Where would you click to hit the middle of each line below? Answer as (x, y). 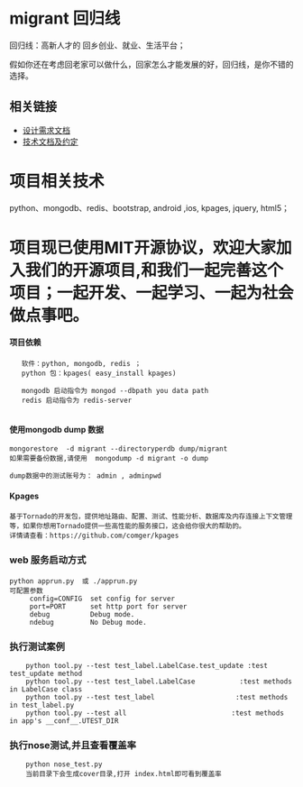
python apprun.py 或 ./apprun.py (73, 581)
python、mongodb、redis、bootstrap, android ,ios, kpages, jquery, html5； (150, 207)
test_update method (46, 674)
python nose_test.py (64, 764)
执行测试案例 (37, 646)
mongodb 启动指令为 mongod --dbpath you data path (115, 391)
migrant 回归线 (65, 18)
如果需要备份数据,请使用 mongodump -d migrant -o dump (109, 459)
